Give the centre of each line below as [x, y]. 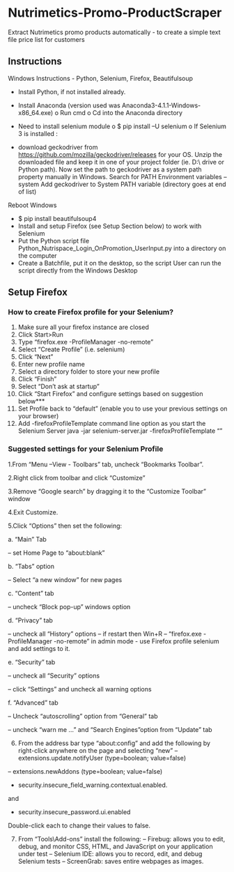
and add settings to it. [39, 648]
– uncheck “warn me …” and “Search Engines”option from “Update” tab [110, 729]
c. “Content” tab [31, 593]
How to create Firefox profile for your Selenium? [91, 312]
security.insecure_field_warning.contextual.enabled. [93, 785]
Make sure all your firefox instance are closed [83, 327]
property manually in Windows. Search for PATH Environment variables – [122, 176]
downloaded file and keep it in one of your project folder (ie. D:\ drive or [121, 162]
